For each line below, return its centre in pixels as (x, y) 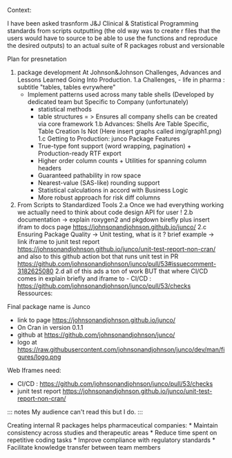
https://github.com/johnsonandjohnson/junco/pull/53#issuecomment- (116, 264)
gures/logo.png (39, 357)
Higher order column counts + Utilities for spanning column (122, 161)
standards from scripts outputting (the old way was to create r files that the (114, 31)
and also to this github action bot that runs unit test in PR (98, 256)
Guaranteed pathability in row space (89, 175)
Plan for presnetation (37, 59)
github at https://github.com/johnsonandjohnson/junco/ (96, 335)
